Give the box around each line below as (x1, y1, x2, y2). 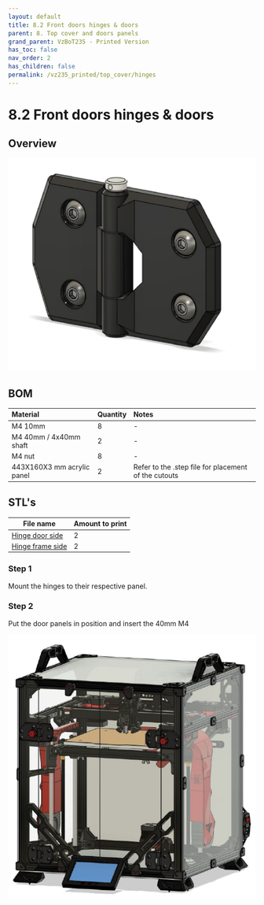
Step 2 (8, 601, 34, 612)
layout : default (8, 13, 61, 20)
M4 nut (11, 451, 35, 461)
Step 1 (8, 563, 32, 574)
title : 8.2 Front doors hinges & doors (8, 20, 139, 29)
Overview (8, 137, 57, 150)
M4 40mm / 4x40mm (11, 432, 81, 441)
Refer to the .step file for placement (133, 462, 247, 472)
